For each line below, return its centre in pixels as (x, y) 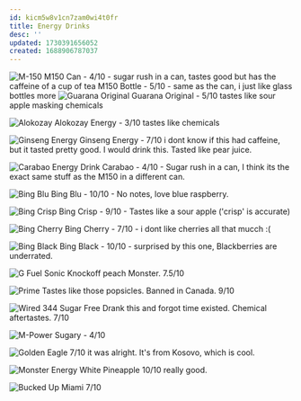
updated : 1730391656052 (54, 43)
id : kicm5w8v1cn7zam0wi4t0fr (64, 18)
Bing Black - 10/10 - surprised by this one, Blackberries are (168, 246)
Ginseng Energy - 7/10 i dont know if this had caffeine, (180, 140)
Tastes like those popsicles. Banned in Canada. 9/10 (138, 291)
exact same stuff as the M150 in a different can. (97, 177)
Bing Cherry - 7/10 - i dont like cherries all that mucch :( (168, 229)
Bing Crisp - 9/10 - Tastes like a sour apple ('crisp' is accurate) (174, 211)
